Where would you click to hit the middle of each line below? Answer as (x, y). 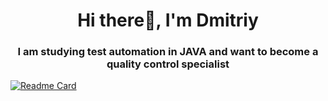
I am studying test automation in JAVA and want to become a (168, 52)
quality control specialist (168, 64)
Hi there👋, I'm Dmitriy (168, 20)
